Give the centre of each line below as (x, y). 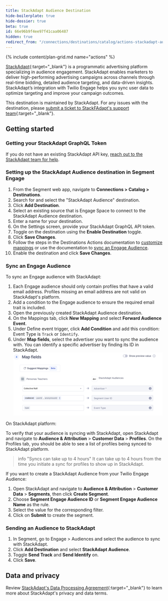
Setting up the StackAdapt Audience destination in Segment (80, 172)
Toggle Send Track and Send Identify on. (56, 555)
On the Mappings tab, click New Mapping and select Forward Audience (87, 318)
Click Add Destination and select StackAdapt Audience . (71, 550)
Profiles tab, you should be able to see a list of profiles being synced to (79, 443)
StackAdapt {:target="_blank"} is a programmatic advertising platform (77, 66)
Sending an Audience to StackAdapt (50, 528)
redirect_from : (21, 42)
